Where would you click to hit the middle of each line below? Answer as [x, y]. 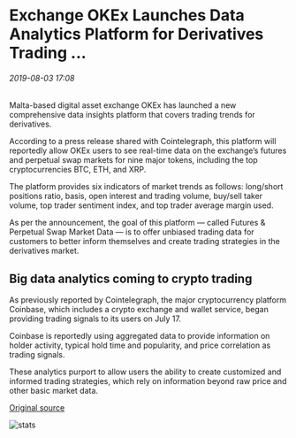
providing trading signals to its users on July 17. [95, 319]
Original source [37, 408]
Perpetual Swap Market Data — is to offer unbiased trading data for [132, 232]
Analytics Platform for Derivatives [137, 34]
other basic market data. [54, 391]
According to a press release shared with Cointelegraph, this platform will [143, 142]
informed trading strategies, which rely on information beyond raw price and [148, 381]
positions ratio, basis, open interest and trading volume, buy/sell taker [136, 196]
